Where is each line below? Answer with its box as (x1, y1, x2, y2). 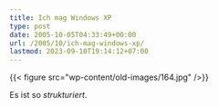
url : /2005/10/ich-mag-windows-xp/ (9, 38, 145, 48)
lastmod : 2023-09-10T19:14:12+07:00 (9, 47, 149, 56)
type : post (9, 22, 51, 31)
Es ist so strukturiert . (9, 90, 88, 101)
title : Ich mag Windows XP (9, 13, 112, 23)
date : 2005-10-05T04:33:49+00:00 (9, 30, 137, 39)
